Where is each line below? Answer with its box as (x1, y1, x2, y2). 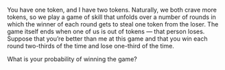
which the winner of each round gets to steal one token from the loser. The (7, 20, 219, 28)
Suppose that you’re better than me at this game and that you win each (7, 35, 208, 43)
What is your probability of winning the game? (7, 55, 137, 63)
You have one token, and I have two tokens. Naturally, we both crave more (7, 6, 217, 14)
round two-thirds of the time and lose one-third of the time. (7, 42, 175, 50)
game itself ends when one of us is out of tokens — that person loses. (7, 27, 205, 35)
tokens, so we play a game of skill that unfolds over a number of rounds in (7, 13, 216, 21)
